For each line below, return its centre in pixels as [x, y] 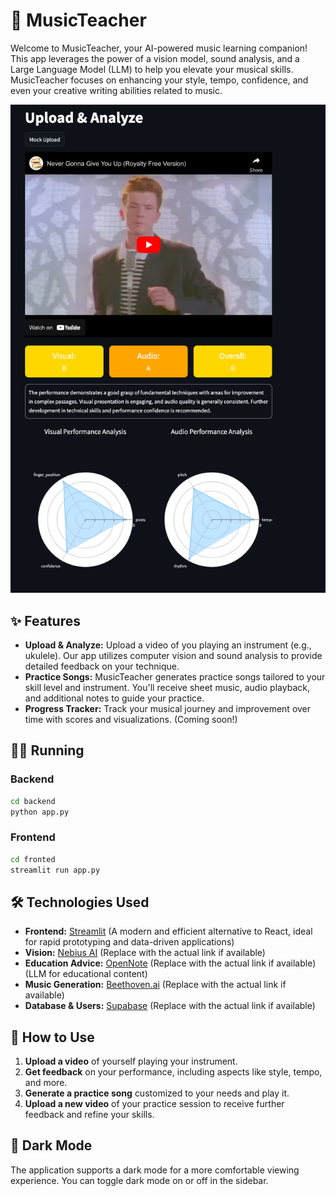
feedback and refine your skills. [89, 1115]
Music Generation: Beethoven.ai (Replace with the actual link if [155, 985]
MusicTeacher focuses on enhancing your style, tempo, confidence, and [159, 80]
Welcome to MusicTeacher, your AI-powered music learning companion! [159, 48]
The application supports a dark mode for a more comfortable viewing [155, 1170]
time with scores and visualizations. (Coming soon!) [131, 719]
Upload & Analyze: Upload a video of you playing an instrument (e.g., [168, 645]
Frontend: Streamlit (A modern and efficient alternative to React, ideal [168, 931]
